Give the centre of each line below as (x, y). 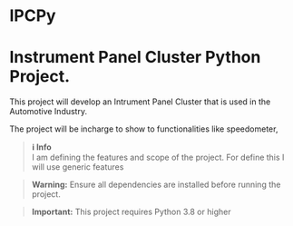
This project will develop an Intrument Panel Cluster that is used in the (140, 102)
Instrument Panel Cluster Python (135, 58)
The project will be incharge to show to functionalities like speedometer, (144, 129)
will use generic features (78, 167)
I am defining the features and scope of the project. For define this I (158, 157)
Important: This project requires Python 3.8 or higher (131, 212)
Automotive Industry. (49, 112)
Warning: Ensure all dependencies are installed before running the (156, 185)
